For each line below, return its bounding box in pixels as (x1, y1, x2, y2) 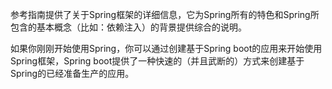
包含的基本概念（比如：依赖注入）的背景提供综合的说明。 (10, 21, 247, 33)
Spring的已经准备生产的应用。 (10, 68, 135, 79)
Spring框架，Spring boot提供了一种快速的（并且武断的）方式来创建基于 (10, 55, 305, 67)
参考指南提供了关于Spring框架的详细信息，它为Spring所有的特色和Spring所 (10, 9, 320, 20)
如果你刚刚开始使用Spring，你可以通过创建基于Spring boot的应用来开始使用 (10, 43, 323, 54)
